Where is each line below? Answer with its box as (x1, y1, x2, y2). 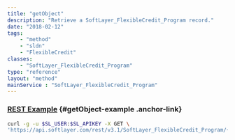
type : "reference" (7, 68, 61, 75)
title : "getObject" (7, 10, 64, 17)
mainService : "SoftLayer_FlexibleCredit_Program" (7, 81, 158, 88)
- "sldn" (20, 42, 45, 49)
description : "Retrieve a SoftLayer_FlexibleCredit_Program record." (7, 17, 215, 24)
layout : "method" (7, 75, 58, 82)
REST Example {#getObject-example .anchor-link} (7, 104, 183, 114)
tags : (7, 29, 23, 37)
